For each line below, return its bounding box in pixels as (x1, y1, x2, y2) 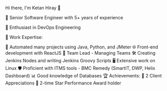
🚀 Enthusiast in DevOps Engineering (5, 24, 81, 30)
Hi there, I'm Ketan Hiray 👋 (5, 5, 61, 11)
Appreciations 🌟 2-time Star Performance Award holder (5, 80, 121, 86)
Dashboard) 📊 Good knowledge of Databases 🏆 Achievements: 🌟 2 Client (5, 73, 162, 78)
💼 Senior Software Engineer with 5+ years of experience (5, 15, 123, 20)
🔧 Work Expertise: (5, 34, 43, 40)
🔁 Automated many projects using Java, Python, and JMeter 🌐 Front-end (5, 44, 158, 50)
